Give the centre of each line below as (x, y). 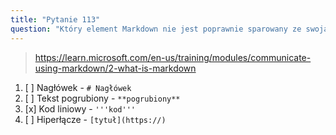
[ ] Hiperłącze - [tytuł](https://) (95, 119)
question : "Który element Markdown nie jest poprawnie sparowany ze (156, 29)
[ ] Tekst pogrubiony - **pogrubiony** (102, 98)
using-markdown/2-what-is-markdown (115, 68)
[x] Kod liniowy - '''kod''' (80, 108)
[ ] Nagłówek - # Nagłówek (78, 87)
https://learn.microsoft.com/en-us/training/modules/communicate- (173, 57)
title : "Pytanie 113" (55, 19)
